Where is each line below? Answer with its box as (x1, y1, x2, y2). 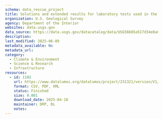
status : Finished (14, 88, 49, 93)
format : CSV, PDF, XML (14, 84, 60, 89)
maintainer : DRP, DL (14, 102, 55, 107)
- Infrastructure (9, 66, 45, 71)
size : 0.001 (14, 93, 38, 98)
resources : (5, 70, 27, 75)
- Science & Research (9, 61, 53, 66)
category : (5, 52, 25, 57)
